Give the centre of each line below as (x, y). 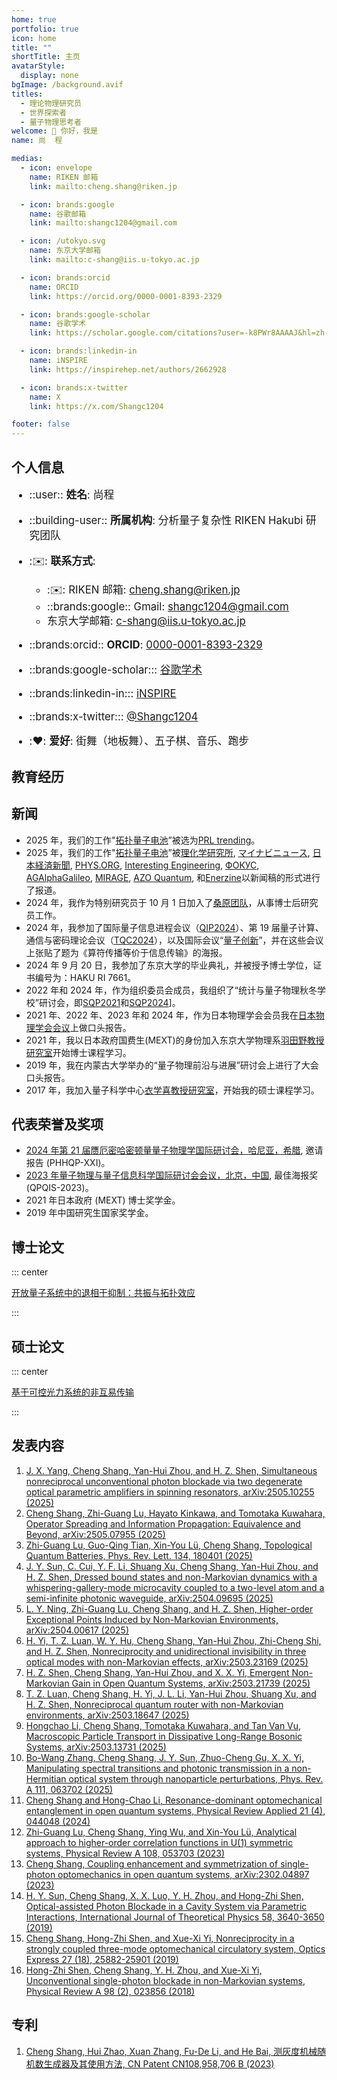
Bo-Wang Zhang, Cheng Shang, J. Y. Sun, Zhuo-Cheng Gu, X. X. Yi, (164, 1757)
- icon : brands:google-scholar (85, 314)
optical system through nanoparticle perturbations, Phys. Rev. (196, 1778)
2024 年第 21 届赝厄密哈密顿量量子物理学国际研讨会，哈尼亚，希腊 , (164, 1150)
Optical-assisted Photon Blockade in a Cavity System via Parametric (166, 1906)
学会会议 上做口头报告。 (83, 1027)
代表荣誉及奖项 (57, 1124)
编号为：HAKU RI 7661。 (85, 977)
